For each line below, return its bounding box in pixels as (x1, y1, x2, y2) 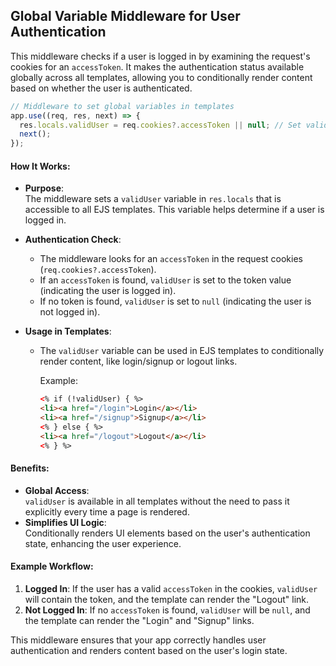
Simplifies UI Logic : (24, 516, 107, 528)
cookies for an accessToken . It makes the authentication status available (10, 60, 305, 73)
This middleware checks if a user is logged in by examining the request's (10, 50, 311, 62)
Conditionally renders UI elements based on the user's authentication (24, 527, 311, 539)
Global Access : (24, 484, 90, 496)
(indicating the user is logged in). (39, 285, 177, 297)
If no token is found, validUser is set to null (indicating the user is (39, 295, 312, 308)
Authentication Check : (24, 234, 122, 246)
